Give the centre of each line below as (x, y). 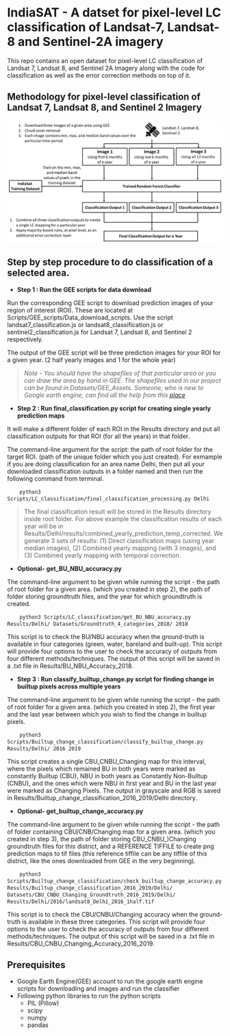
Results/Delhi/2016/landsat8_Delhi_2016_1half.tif (81, 902)
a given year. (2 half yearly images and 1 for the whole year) (91, 360)
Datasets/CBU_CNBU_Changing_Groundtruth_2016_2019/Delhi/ (91, 895)
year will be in (43, 526)
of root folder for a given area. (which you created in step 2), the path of (109, 589)
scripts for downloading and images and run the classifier (98, 989)
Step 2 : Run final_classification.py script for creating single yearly (114, 408)
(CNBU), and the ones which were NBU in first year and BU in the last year (112, 783)
